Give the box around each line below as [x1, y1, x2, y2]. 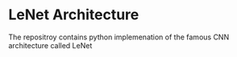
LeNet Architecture [8, 6, 139, 24]
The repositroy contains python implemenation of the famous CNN [8, 32, 230, 42]
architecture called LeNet [8, 40, 93, 50]
